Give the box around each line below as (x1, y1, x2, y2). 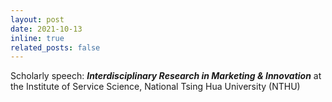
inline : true (10, 33, 65, 43)
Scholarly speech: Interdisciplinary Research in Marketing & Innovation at (10, 70, 322, 82)
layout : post (10, 14, 65, 25)
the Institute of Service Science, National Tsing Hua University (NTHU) (10, 81, 301, 93)
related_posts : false (10, 42, 101, 53)
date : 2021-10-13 (10, 24, 83, 34)
